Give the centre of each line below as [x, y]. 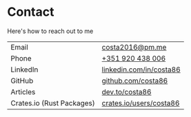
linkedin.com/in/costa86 [141, 70]
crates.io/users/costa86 [141, 103]
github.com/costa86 [135, 81]
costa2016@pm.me [134, 47]
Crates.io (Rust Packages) [53, 103]
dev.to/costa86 [127, 92]
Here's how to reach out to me [50, 31]
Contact [31, 12]
